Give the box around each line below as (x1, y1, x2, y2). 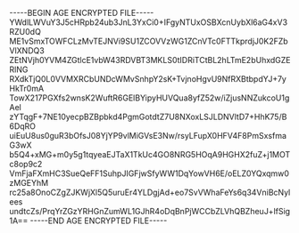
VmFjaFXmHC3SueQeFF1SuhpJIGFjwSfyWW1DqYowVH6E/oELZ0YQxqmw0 (9, 168, 290, 179)
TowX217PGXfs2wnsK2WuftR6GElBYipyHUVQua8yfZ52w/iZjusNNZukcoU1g (9, 92, 290, 103)
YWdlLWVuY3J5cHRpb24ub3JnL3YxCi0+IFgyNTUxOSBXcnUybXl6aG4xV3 (9, 17, 288, 28)
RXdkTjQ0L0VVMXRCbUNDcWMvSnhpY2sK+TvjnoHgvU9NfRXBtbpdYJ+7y (9, 74, 287, 84)
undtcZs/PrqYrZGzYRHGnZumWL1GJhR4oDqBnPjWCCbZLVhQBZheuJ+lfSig (9, 206, 291, 216)
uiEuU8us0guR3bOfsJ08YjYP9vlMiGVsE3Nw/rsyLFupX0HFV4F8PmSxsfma (9, 131, 287, 141)
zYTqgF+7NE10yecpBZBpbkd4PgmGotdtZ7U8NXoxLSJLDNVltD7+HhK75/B (9, 111, 287, 122)
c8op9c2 (9, 159, 43, 169)
